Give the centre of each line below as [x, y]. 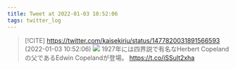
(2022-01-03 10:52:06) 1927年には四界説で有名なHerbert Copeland [127, 49]
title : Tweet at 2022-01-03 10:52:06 [63, 14]
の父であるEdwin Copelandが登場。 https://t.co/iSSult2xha [110, 58]
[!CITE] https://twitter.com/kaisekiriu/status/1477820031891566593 [122, 40]
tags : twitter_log [34, 20]
